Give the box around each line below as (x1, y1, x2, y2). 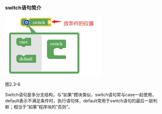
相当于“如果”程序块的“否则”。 (13, 104, 73, 110)
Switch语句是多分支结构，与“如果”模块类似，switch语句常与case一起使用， (5, 92, 157, 98)
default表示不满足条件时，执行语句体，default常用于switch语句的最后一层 (5, 98, 153, 104)
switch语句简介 (5, 4, 41, 11)
